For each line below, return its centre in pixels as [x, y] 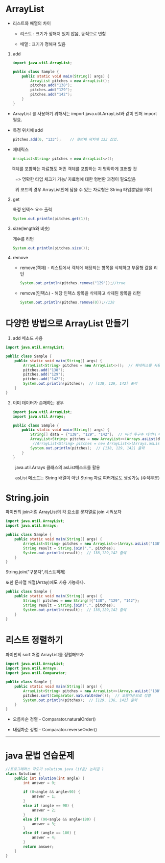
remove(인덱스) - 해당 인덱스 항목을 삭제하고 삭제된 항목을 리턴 [80, 293]
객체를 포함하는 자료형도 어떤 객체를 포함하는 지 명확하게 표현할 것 [74, 169]
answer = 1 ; [44, 797]
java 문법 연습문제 [40, 756]
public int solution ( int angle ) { [49, 778]
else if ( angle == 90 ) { [48, 806]
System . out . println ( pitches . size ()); [51, 248]
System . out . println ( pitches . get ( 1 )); [51, 219]
